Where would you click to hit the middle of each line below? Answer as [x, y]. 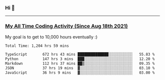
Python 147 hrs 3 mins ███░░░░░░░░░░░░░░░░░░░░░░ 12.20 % [80, 59]
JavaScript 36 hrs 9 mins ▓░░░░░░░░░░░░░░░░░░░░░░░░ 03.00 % [80, 73]
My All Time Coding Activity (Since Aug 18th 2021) [67, 26]
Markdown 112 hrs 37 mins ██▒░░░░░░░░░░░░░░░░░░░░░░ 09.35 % [80, 64]
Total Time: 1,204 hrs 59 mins [37, 46]
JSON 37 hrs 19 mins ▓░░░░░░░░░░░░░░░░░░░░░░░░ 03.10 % [80, 68]
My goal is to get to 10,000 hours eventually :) [51, 37]
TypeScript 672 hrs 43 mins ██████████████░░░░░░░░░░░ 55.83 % [80, 55]
